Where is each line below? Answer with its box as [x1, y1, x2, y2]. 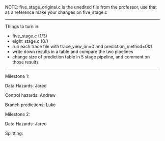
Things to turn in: [5, 24, 40, 29]
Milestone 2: [5, 112, 30, 117]
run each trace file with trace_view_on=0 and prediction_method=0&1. [12, 44, 154, 49]
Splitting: [5, 130, 23, 136]
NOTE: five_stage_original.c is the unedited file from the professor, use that [5, 4, 157, 10]
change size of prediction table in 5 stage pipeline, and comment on [12, 54, 150, 59]
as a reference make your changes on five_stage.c [5, 9, 108, 15]
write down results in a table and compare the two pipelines [12, 49, 134, 55]
